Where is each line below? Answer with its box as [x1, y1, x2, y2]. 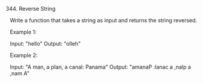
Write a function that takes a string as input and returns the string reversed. [10, 17, 198, 23]
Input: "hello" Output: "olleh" [10, 40, 81, 47]
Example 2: [10, 52, 38, 59]
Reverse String [18, 5, 56, 12]
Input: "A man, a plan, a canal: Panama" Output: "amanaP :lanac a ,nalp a [10, 63, 192, 70]
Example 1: [10, 28, 37, 35]
